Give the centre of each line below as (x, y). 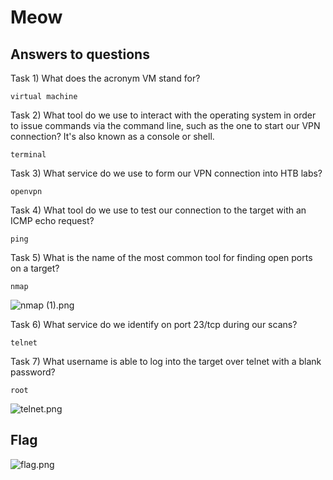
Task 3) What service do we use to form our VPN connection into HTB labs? (166, 173)
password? (33, 372)
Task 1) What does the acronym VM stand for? (105, 78)
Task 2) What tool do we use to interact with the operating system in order (163, 115)
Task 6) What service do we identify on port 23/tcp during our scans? (154, 324)
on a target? (35, 268)
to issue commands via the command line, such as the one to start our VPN (165, 125)
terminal (28, 155)
